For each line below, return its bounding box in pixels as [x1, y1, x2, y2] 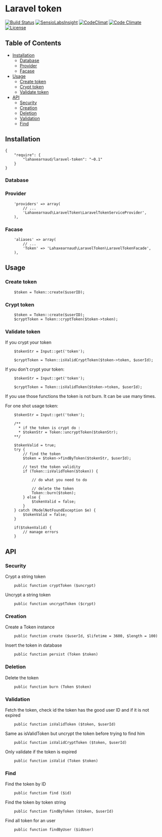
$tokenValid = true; [14, 443, 56, 448]
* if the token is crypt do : [18, 426, 81, 431]
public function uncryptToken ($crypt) [14, 602, 96, 607]
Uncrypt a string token [5, 592, 51, 598]
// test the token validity [23, 464, 81, 470]
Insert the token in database [5, 642, 62, 648]
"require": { [14, 152, 41, 158]
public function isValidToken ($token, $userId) [14, 722, 116, 726]
